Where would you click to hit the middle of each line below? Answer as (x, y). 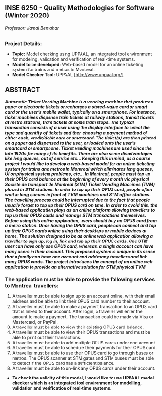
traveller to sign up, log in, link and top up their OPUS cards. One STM (76, 241)
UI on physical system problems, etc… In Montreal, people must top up (78, 174)
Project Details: (24, 43)
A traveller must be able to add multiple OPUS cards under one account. (84, 343)
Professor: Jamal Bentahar (32, 28)
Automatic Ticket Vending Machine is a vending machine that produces (79, 102)
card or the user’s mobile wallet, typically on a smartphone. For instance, (81, 112)
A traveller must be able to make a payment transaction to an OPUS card (84, 307)
